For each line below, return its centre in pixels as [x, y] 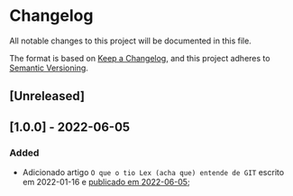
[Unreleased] [47, 96]
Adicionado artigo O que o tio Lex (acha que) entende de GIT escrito [153, 173]
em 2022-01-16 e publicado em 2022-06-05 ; [106, 182]
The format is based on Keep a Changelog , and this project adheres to [140, 58]
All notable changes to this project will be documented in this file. [131, 41]
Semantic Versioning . [49, 68]
